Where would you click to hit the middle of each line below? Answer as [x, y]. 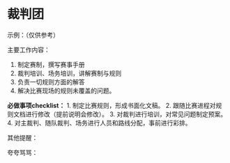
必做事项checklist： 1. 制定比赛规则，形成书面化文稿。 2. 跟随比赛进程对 [112, 105]
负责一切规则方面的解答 [51, 81]
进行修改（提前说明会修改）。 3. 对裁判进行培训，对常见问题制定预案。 [126, 114]
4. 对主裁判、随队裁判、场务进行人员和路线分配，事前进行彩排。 [99, 123]
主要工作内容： [29, 49]
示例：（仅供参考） [33, 35]
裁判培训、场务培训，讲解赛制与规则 [69, 73]
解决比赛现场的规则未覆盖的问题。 [66, 91]
